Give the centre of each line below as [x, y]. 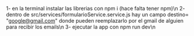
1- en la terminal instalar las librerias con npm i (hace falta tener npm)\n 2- [96, 8]
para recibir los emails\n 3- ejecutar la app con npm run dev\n [81, 27]
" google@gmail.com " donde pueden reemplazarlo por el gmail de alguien [95, 21]
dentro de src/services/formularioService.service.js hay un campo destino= [98, 15]
